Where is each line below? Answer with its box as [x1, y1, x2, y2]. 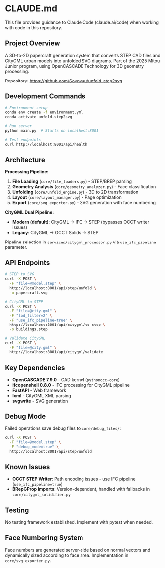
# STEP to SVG [5, 272, 35, 277]
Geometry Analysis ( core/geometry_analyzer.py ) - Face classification [12, 183, 156, 189]
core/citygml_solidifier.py [12, 492, 71, 497]
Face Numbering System [5, 534, 83, 542]
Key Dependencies [5, 363, 65, 372]
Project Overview [5, 39, 60, 48]
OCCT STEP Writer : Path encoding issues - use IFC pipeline [12, 476, 136, 482]
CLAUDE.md [5, 3, 58, 14]
